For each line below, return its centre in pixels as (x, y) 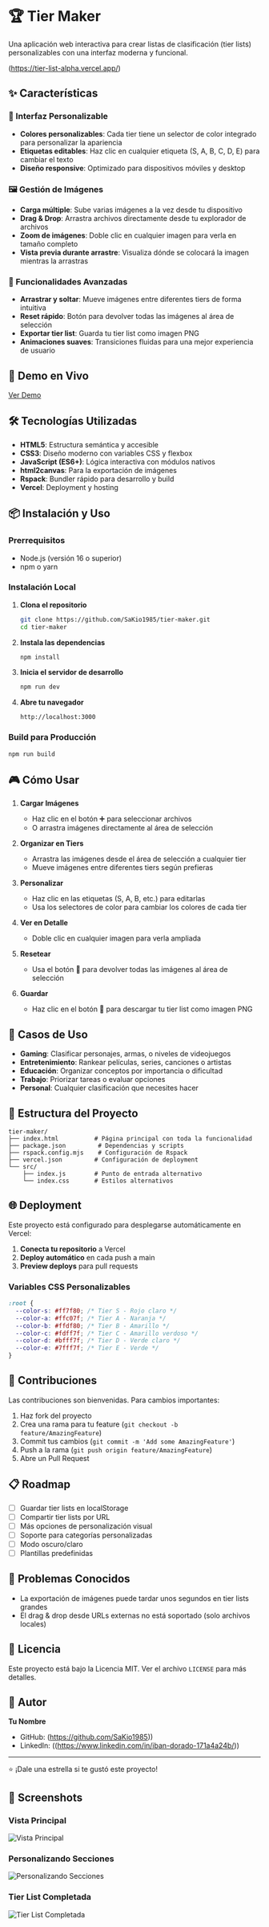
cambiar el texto (46, 159)
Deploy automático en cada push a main (87, 1257)
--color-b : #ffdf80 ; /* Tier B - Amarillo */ (93, 1326)
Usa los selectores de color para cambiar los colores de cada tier (139, 907)
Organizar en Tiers (52, 843)
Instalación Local (42, 587)
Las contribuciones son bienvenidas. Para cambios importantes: (114, 1400)
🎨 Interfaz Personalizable (58, 116)
